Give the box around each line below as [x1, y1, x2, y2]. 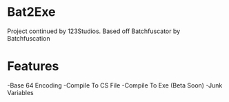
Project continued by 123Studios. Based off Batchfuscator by [7, 27, 181, 35]
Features [7, 59, 59, 74]
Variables [7, 88, 34, 96]
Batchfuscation [7, 34, 50, 42]
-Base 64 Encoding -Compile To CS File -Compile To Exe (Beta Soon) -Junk [7, 81, 223, 90]
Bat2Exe [7, 4, 57, 20]
